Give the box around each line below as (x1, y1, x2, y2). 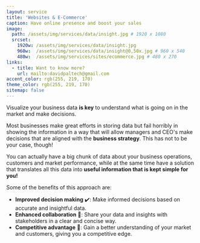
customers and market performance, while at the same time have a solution (6, 159, 195, 166)
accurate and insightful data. (15, 204, 86, 212)
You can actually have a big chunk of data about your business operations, (6, 153, 192, 160)
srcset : (11, 37, 31, 43)
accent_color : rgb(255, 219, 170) (6, 76, 94, 82)
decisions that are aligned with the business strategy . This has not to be (6, 134, 187, 142)
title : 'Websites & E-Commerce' (6, 14, 88, 21)
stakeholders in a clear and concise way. (15, 217, 117, 224)
